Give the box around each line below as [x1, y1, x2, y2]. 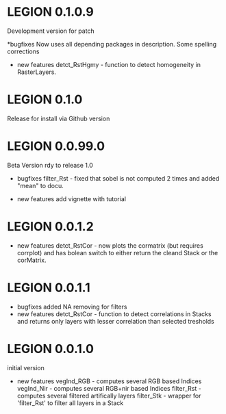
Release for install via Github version [7, 114, 110, 122]
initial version [7, 363, 45, 372]
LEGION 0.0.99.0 [7, 138, 105, 154]
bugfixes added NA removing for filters [16, 302, 127, 311]
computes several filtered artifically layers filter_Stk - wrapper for [16, 391, 201, 400]
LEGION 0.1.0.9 [7, 4, 94, 20]
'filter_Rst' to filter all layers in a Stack [16, 398, 124, 407]
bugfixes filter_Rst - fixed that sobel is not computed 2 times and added [16, 174, 220, 182]
